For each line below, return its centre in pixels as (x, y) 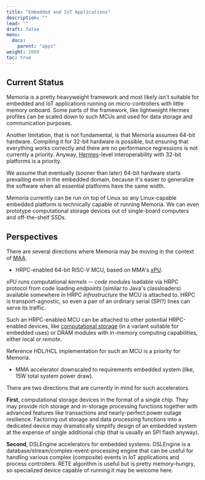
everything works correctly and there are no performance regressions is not (102, 148)
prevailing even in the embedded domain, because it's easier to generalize (100, 180)
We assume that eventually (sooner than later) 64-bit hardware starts (94, 173)
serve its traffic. (26, 308)
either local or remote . (34, 339)
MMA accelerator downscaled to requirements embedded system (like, (105, 370)
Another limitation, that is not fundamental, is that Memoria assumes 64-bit (101, 135)
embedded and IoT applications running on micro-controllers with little (95, 104)
